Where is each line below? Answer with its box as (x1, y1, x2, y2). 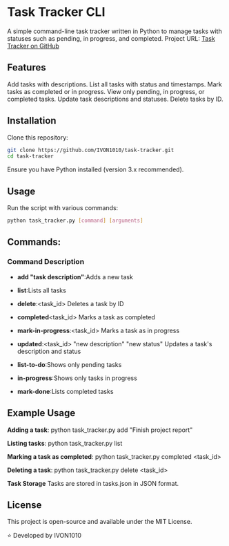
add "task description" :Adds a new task (17, 272, 133, 281)
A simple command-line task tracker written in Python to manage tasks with (7, 27, 222, 35)
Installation (7, 115, 57, 126)
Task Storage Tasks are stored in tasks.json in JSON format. (7, 479, 179, 487)
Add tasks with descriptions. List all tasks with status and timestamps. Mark (7, 80, 223, 88)
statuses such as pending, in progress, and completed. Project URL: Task (7, 34, 215, 42)
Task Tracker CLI (7, 4, 106, 20)
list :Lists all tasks (17, 286, 67, 294)
